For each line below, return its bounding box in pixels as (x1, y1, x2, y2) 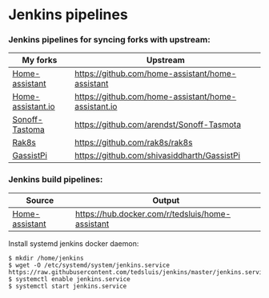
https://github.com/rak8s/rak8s (74, 137, 193, 149)
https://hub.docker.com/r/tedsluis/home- (74, 208, 231, 219)
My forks (22, 54, 58, 66)
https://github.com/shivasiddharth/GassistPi (74, 150, 241, 161)
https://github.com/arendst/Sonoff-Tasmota (74, 119, 242, 130)
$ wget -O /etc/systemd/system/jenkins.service (8, 261, 171, 269)
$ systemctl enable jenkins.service (8, 275, 130, 283)
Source (26, 194, 54, 205)
